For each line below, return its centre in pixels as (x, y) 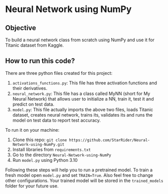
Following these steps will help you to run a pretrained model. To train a (79, 170)
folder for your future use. (32, 186)
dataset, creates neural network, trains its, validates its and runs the (82, 115)
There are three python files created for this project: (59, 73)
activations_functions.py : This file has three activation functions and (85, 83)
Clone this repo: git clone (40, 140)
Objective (21, 28)
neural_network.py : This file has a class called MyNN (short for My (81, 93)
